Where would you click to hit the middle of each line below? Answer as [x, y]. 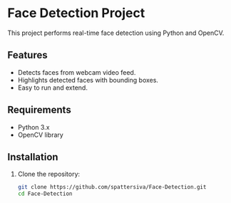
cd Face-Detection [45, 194]
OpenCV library [41, 135]
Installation [33, 157]
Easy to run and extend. [52, 88]
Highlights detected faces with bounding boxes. [88, 80]
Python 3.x [34, 127]
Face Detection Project [76, 13]
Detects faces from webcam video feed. [77, 72]
